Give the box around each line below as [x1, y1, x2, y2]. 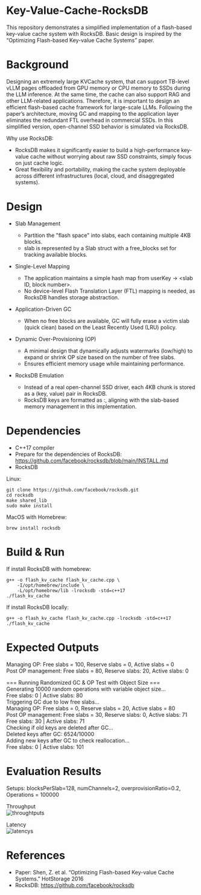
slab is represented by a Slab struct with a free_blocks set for [24, 244, 177, 251]
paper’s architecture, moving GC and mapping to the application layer [6, 110, 179, 117]
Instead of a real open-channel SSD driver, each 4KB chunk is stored [24, 383, 196, 391]
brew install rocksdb [6, 525, 61, 531]
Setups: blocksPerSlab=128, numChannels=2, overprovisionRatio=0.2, [6, 784, 181, 791]
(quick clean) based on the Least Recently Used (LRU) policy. [24, 324, 177, 331]
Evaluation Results [6, 764, 101, 778]
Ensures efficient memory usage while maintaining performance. [24, 360, 185, 367]
